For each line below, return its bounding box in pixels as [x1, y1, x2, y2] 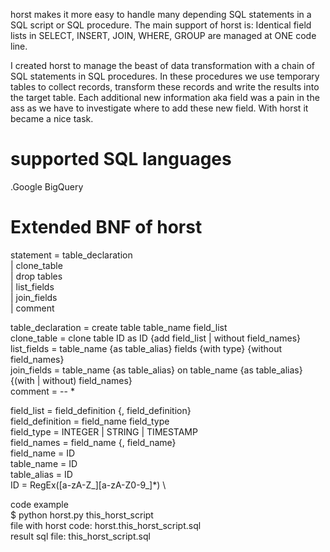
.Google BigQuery [10, 180, 84, 193]
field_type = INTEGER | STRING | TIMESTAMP [10, 425, 198, 438]
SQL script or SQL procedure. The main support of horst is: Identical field [10, 19, 312, 31]
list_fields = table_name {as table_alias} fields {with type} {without [10, 342, 283, 354]
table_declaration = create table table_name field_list [10, 321, 228, 333]
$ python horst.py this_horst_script [10, 509, 154, 521]
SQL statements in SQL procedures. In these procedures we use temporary [10, 70, 320, 82]
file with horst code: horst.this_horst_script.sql [10, 519, 202, 531]
